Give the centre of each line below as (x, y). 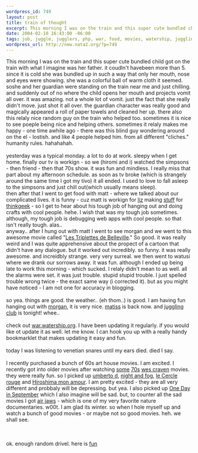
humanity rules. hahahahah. (40, 143)
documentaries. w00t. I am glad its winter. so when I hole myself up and (93, 407)
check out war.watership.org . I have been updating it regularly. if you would (98, 325)
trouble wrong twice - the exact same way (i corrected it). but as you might (97, 281)
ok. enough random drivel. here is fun (52, 444)
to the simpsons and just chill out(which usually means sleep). (82, 187)
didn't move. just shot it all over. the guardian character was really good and (98, 105)
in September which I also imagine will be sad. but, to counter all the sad (94, 394)
